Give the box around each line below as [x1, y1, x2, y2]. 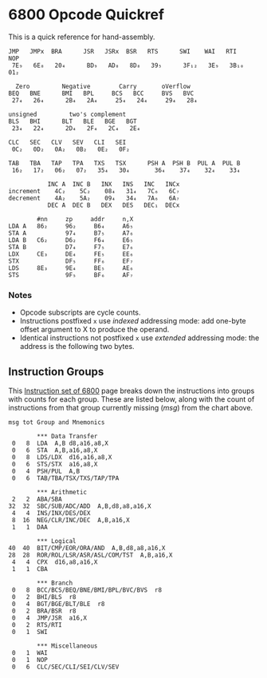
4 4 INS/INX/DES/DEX [11, 509, 91, 517]
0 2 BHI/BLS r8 [11, 593, 77, 601]
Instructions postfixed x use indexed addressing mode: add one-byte [19, 316, 247, 326]
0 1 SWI [11, 628, 48, 636]
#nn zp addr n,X [37, 215, 134, 223]
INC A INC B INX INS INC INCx [47, 180, 180, 188]
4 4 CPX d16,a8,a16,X [11, 558, 98, 566]
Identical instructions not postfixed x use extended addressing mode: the [19, 333, 260, 343]
